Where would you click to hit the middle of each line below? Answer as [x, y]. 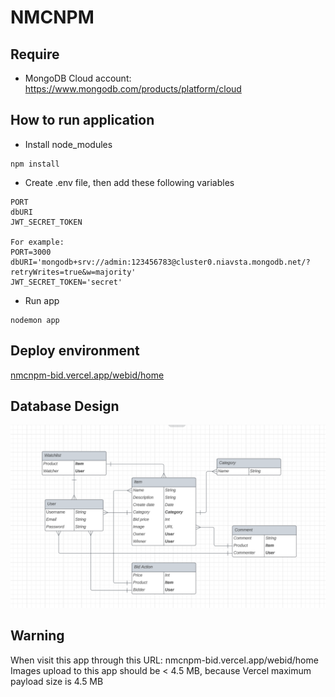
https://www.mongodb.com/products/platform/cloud [133, 89]
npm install [35, 164]
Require [35, 54]
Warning [37, 636]
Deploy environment [75, 351]
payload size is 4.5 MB [57, 681]
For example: [37, 242]
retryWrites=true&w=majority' [73, 272]
